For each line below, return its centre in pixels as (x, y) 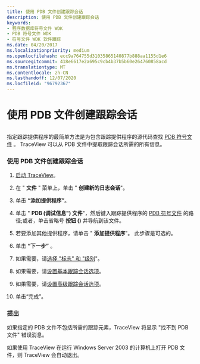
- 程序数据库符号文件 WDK (35, 28)
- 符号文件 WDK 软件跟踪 (34, 39)
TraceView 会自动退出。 (53, 355)
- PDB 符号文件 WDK (29, 34)
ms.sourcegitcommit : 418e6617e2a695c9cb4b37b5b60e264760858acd (87, 61)
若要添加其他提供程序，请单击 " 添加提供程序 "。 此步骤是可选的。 (96, 233)
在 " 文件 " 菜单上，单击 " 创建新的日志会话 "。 (72, 188)
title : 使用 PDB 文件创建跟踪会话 (45, 12)
